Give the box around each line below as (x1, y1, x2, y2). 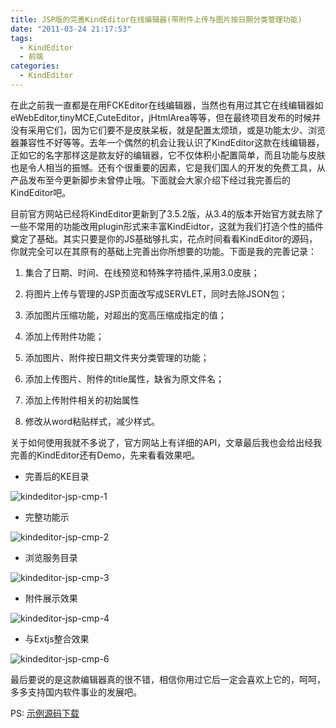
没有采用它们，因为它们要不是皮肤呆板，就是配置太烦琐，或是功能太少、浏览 (10, 124, 326, 136)
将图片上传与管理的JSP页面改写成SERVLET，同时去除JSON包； (24, 287, 288, 300)
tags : (10, 33, 33, 43)
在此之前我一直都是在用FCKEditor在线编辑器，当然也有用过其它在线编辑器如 (10, 99, 324, 111)
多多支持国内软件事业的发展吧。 (10, 686, 142, 698)
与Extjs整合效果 (24, 632, 90, 645)
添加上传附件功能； (24, 330, 105, 342)
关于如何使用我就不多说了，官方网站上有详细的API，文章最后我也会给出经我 (10, 436, 323, 448)
